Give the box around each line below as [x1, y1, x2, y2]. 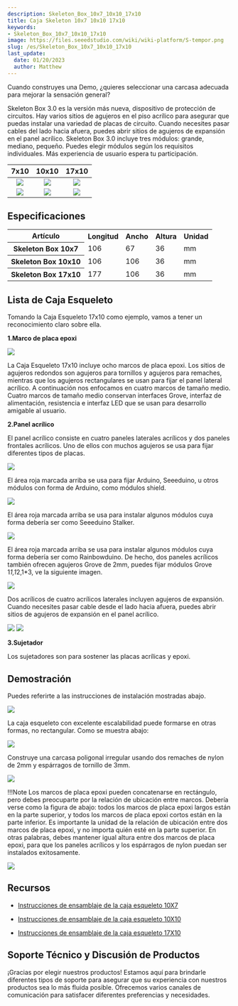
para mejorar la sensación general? [7, 90, 111, 99]
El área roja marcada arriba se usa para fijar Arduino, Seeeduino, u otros [7, 476, 219, 485]
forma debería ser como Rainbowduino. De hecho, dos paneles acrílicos [7, 553, 219, 562]
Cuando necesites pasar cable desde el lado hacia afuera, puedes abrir [7, 603, 217, 611]
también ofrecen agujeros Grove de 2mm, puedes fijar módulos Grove [7, 560, 212, 569]
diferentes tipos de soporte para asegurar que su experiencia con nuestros [7, 975, 227, 984]
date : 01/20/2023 [13, 57, 65, 64]
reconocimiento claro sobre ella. [7, 320, 102, 329]
